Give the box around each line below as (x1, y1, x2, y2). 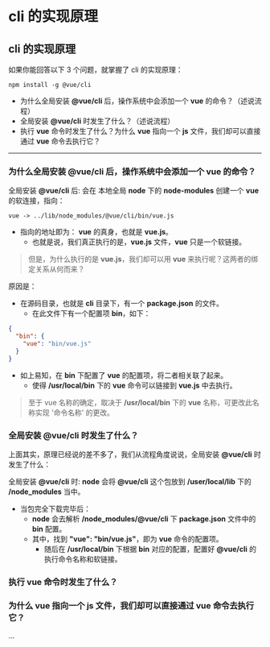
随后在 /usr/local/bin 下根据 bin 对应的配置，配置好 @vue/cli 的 (43, 544, 257, 554)
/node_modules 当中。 (8, 487, 85, 496)
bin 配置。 (31, 524, 67, 533)
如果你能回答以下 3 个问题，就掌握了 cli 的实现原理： (8, 65, 183, 74)
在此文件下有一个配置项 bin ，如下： (31, 309, 151, 318)
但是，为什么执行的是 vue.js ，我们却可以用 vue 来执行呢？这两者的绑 (27, 255, 259, 264)
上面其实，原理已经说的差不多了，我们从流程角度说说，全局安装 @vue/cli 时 (8, 449, 261, 459)
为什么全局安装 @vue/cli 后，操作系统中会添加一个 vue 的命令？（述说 (19, 96, 255, 106)
